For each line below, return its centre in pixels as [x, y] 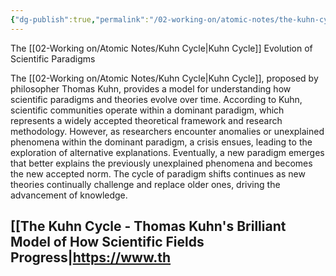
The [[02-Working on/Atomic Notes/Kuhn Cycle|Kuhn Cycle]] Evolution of [161, 48]
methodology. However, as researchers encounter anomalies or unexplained [167, 131]
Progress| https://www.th [91, 257]
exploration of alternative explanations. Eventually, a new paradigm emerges [167, 152]
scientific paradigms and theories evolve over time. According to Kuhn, [156, 99]
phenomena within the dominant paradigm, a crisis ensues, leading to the [161, 142]
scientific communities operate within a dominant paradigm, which [147, 110]
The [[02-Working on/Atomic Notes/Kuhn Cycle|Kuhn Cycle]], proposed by [164, 78]
